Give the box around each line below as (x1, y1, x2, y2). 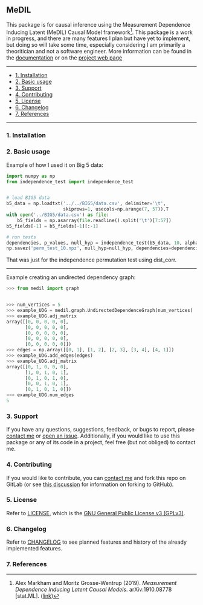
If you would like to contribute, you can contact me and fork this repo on (6, 474, 186, 481)
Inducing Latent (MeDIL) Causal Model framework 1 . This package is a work (6, 27, 193, 36)
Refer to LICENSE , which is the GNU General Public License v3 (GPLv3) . (6, 509, 185, 516)
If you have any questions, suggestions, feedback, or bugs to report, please (6, 426, 195, 433)
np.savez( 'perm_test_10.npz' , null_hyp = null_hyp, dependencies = (6, 245, 172, 251)
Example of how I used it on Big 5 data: (6, 161, 104, 169)
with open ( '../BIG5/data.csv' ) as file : (6, 212, 110, 218)
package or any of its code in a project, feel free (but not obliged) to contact (6, 439, 196, 446)
